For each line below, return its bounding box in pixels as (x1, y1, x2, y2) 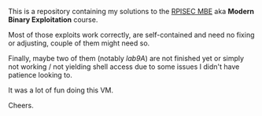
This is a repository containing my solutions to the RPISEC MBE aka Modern (8, 7, 254, 16)
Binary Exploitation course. (8, 15, 98, 24)
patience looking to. (8, 71, 72, 79)
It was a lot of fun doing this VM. (8, 85, 114, 95)
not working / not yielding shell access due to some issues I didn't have (8, 62, 240, 71)
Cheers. (8, 101, 34, 110)
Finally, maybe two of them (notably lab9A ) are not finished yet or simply (8, 54, 245, 63)
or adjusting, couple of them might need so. (8, 38, 150, 48)
